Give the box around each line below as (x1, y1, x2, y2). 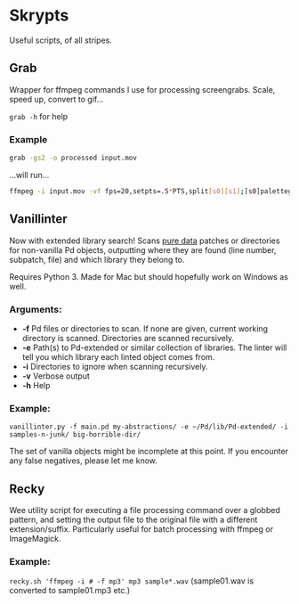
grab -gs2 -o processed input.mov (9, 153, 138, 163)
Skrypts (9, 5, 69, 26)
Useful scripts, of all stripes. (9, 35, 113, 45)
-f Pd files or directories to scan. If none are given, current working (21, 322, 269, 334)
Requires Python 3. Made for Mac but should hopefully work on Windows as (9, 271, 289, 282)
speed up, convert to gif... (9, 94, 104, 104)
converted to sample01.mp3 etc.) (9, 585, 131, 596)
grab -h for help (9, 110, 69, 121)
